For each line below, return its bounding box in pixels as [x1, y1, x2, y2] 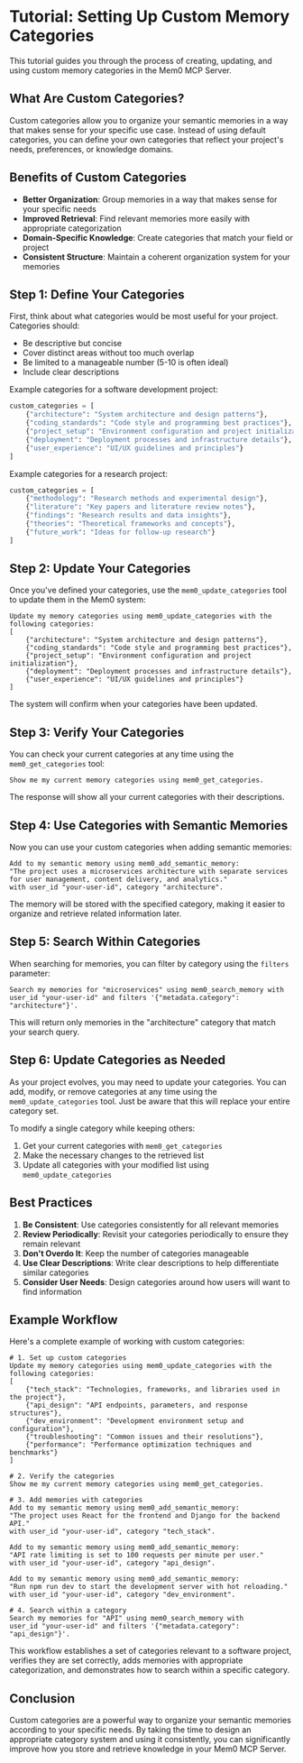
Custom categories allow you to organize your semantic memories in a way [9, 115, 289, 125]
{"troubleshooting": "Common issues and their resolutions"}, [25, 1432, 264, 1442]
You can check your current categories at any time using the [9, 748, 234, 759]
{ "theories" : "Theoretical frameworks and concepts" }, [25, 519, 236, 528]
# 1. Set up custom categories [9, 1354, 127, 1363]
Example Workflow [9, 1312, 118, 1327]
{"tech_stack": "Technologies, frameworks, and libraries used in [25, 1385, 280, 1394]
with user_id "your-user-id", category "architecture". [9, 883, 224, 892]
